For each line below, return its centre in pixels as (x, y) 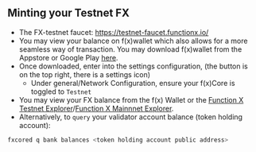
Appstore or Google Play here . (68, 57)
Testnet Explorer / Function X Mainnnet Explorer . (96, 108)
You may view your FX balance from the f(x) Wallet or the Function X (131, 99)
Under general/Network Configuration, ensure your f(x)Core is (133, 83)
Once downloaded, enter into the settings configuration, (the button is (133, 66)
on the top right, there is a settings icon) (85, 74)
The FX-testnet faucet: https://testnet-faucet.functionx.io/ (114, 32)
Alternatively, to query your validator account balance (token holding (131, 117)
